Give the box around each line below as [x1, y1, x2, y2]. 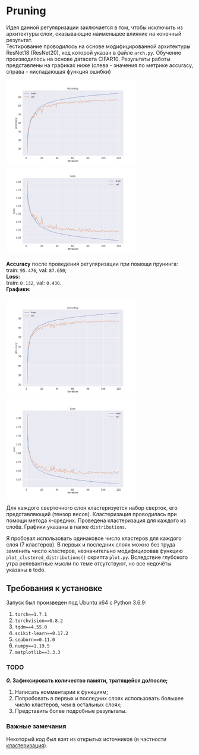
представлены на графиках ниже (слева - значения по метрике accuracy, [6, 61, 194, 69]
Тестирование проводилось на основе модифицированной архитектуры [6, 43, 191, 50]
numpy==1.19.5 [14, 643, 50, 649]
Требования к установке [6, 583, 103, 593]
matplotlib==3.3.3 [14, 649, 61, 656]
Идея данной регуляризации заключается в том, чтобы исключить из [6, 24, 183, 31]
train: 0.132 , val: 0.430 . [6, 279, 61, 286]
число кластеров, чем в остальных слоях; [14, 701, 122, 708]
